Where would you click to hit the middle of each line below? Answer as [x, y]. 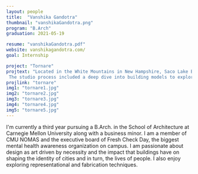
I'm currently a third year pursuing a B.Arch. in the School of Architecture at [98, 127]
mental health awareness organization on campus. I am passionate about [95, 146]
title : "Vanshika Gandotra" [42, 17]
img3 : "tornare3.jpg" [33, 99]
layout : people [25, 12]
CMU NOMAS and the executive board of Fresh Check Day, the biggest [93, 139]
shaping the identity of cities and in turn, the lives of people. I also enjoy [93, 158]
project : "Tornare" [30, 66]
